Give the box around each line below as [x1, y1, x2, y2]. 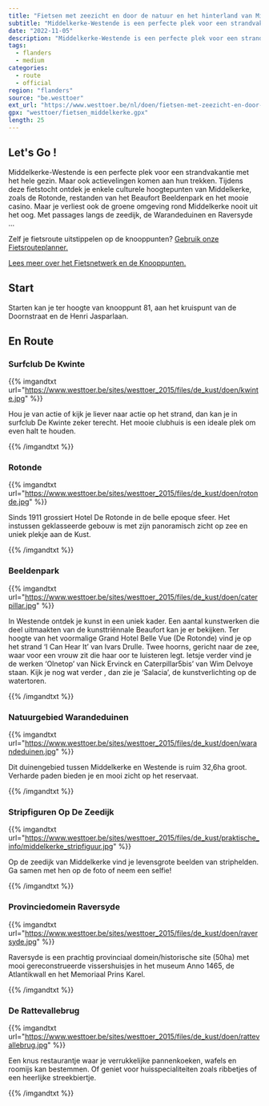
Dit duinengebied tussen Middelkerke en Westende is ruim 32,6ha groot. [8, 762, 247, 772]
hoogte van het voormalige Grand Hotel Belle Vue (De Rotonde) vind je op [8, 633, 252, 643]
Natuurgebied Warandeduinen [8, 711, 130, 722]
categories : [8, 64, 48, 72]
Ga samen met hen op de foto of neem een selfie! [8, 866, 172, 876]
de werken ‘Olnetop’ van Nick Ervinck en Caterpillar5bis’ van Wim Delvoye [8, 659, 254, 669]
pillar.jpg [8, 600, 37, 610]
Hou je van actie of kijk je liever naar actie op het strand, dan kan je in [8, 409, 238, 419]
